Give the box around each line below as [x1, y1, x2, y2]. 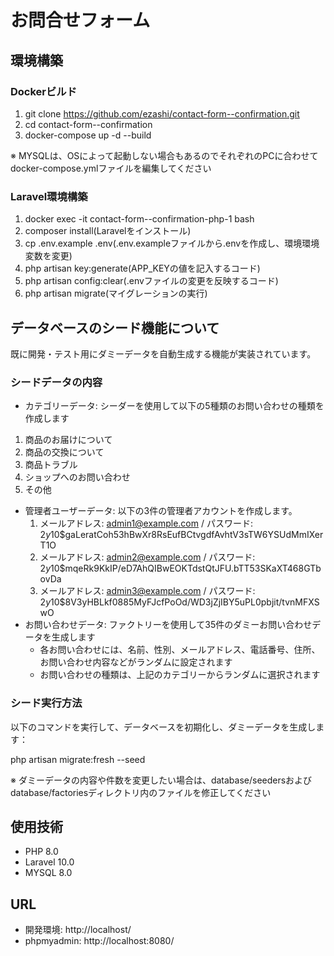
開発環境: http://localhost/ [24, 924, 132, 936]
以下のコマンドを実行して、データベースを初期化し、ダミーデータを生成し [10, 721, 317, 733]
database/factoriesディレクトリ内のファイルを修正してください [10, 786, 272, 798]
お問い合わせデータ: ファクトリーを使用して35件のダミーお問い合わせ [24, 619, 313, 631]
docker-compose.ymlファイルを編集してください [10, 162, 212, 174]
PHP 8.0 [24, 846, 59, 858]
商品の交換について [24, 446, 105, 458]
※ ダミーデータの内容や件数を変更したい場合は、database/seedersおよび [10, 774, 313, 786]
